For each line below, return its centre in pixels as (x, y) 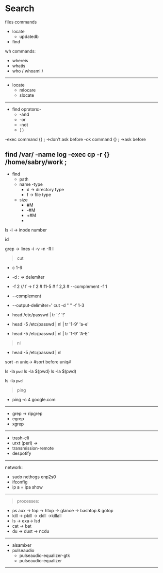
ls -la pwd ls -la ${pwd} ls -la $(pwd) (41, 371)
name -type (31, 184)
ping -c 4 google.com (34, 399)
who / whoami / (28, 71)
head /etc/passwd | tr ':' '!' (39, 315)
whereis (20, 60)
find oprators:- (27, 109)
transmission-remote (33, 448)
